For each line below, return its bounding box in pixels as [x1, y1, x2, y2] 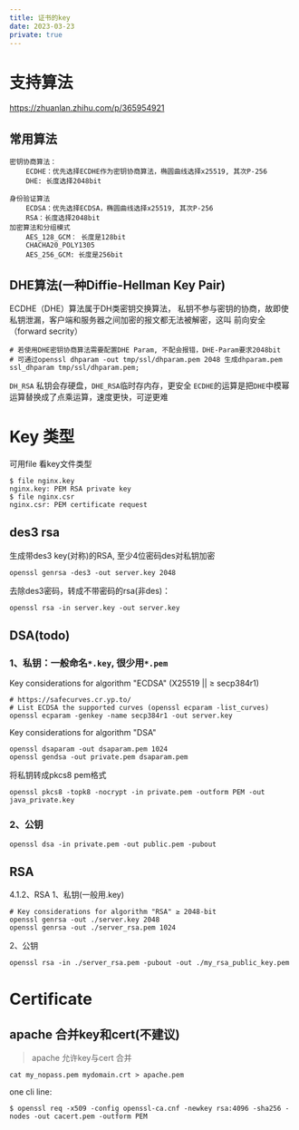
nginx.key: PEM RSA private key [9, 484, 131, 493]
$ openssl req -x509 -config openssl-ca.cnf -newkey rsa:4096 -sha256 [9, 1104, 282, 1114]
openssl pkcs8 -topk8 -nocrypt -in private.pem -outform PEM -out [9, 788, 265, 797]
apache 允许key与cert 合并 [31, 1053, 132, 1064]
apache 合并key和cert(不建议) [9, 1027, 180, 1043]
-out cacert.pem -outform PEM [33, 1112, 148, 1121]
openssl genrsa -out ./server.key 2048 [9, 915, 160, 925]
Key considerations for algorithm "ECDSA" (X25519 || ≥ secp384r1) [9, 677, 260, 689]
